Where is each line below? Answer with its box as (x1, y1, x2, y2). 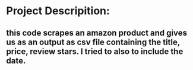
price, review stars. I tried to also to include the (6, 46, 183, 56)
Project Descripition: (6, 4, 110, 18)
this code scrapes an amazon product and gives (6, 28, 187, 38)
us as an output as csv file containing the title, (6, 37, 180, 47)
